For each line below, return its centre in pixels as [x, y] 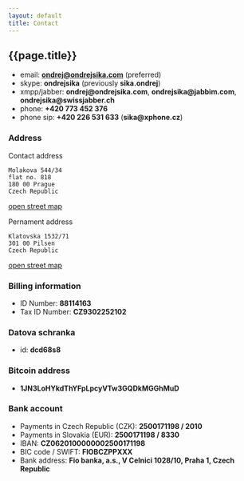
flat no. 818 [30, 177]
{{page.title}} [43, 56]
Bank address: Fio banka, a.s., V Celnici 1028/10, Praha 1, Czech [127, 460]
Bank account [36, 409]
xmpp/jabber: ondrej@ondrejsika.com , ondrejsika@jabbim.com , [128, 92]
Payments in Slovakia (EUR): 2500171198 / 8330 [99, 435]
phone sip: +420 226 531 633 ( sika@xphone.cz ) [101, 118]
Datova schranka [42, 332]
